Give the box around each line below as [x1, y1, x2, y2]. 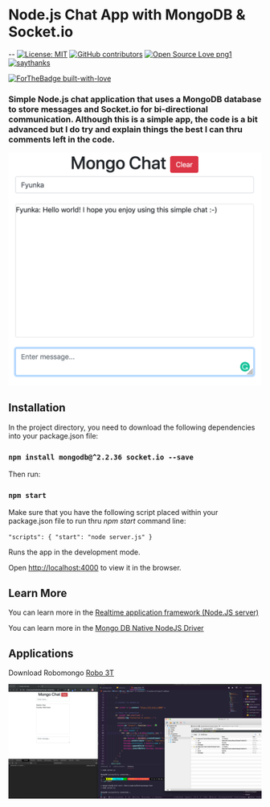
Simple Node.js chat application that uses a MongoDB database [8, 93, 262, 105]
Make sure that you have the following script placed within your [8, 508, 219, 517]
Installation [8, 401, 66, 415]
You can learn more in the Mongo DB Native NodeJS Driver [8, 624, 204, 633]
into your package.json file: [8, 430, 99, 440]
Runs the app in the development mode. [8, 547, 141, 557]
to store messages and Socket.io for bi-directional [8, 103, 209, 114]
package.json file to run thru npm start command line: [8, 517, 186, 526]
